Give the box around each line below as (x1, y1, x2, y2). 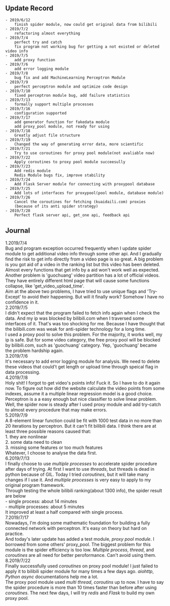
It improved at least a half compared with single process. (5, 509, 124, 515)
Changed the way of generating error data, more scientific (14, 141, 144, 146)
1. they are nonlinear (5, 433, 48, 440)
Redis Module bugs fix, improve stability (14, 172, 105, 178)
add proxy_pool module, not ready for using (14, 124, 110, 129)
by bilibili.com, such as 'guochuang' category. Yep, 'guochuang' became (5, 342, 157, 348)
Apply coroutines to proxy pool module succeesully (14, 159, 125, 164)
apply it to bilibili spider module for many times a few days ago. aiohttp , (5, 568, 154, 574)
